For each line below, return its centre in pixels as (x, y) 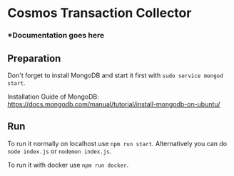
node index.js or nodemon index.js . (60, 151)
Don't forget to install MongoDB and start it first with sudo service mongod (115, 75)
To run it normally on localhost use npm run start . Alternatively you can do (117, 143)
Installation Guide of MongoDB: (54, 97)
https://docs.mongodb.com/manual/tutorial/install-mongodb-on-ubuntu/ (114, 104)
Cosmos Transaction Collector (100, 13)
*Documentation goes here (56, 35)
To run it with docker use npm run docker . (68, 165)
